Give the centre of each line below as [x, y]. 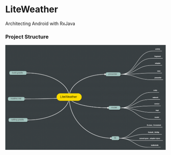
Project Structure [27, 37]
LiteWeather [32, 9]
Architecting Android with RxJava [40, 23]
